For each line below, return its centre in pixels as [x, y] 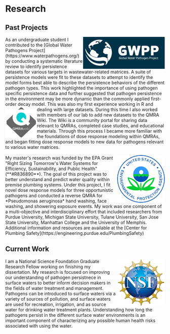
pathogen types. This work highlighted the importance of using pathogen [81, 88]
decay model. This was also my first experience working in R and [85, 104]
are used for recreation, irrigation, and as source [56, 304]
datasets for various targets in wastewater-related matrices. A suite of [78, 72]
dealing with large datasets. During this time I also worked [97, 110]
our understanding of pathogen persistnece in [53, 277]
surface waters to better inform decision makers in [58, 283]
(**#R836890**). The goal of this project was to [56, 174]
